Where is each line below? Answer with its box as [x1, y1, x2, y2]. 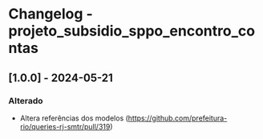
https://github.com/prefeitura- [127, 113, 228, 123]
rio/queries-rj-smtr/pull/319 [19, 121, 111, 131]
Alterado [8, 95, 43, 106]
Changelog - [8, 5, 94, 23]
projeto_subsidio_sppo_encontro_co [8, 22, 255, 40]
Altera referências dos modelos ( [19, 113, 128, 123]
